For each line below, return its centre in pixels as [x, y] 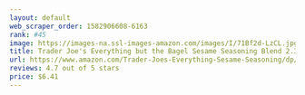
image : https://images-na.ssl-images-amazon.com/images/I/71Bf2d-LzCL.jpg [154, 43]
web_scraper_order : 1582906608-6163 [79, 26]
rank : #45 [28, 34]
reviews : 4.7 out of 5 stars [64, 69]
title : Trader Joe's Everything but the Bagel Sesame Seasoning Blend [146, 52]
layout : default [40, 18]
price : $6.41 [34, 77]
